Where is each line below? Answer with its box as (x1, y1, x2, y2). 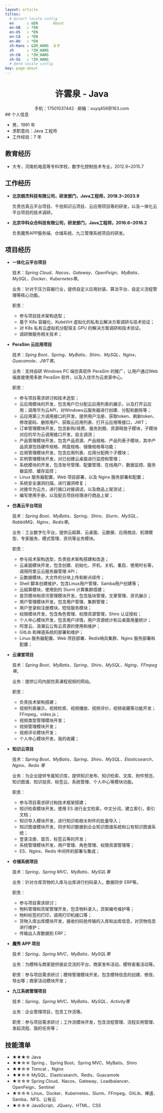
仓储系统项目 (12, 858, 38, 864)
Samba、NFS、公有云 (12, 1096, 56, 1102)
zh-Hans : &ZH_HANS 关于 (9, 43, 61, 48)
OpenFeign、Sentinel (12, 1084, 55, 1090)
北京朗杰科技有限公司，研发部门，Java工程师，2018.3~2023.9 (12, 193, 140, 199)
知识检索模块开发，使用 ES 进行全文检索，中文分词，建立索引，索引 (19, 806, 155, 812)
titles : (5, 12, 21, 17)
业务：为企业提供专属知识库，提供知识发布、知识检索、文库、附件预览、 (12, 773, 157, 779)
